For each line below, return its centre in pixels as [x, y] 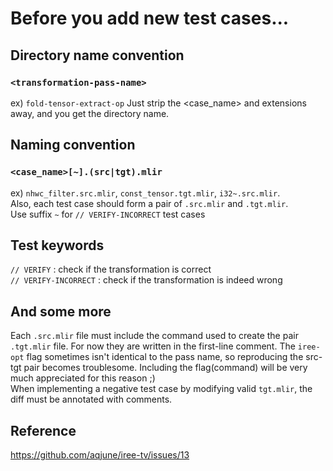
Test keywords [57, 245]
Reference [43, 430]
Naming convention [73, 145]
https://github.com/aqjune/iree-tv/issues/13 [100, 455]
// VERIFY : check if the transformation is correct [111, 269]
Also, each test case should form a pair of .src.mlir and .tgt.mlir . [149, 203]
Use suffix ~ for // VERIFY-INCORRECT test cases [108, 214]
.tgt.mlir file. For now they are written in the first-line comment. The [153, 346]
